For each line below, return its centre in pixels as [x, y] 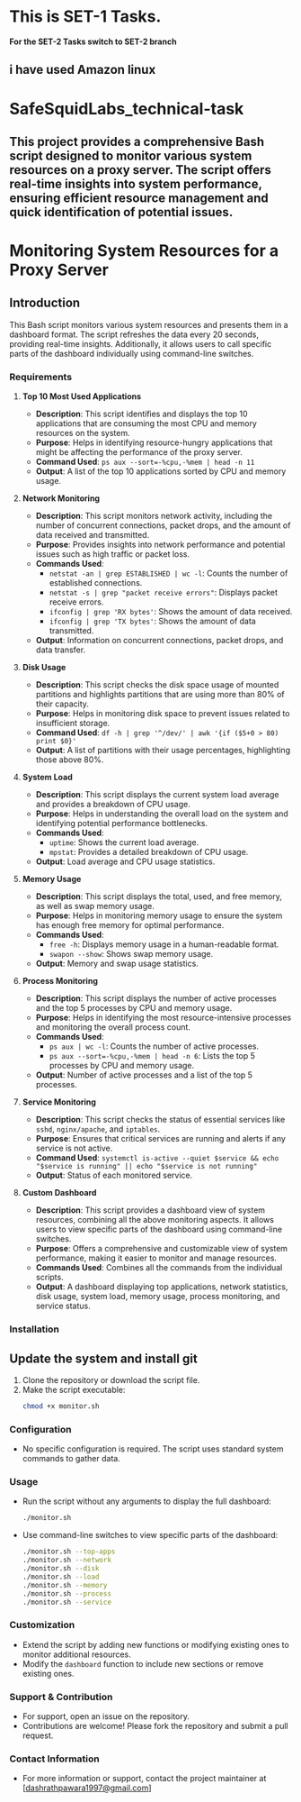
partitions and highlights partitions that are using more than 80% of [160, 695]
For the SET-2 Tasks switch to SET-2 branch [93, 41]
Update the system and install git [103, 1358]
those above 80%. [70, 760]
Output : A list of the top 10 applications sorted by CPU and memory [161, 471]
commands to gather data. [71, 1459]
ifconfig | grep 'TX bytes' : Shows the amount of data [152, 621]
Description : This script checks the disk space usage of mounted [157, 685]
